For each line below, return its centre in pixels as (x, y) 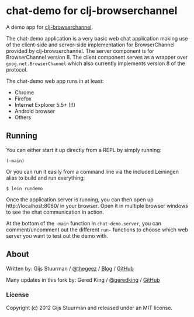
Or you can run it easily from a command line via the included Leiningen (93, 171)
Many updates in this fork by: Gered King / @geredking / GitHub (83, 279)
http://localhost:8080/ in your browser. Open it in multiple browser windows (97, 205)
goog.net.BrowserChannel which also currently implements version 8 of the (96, 63)
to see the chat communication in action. (55, 212)
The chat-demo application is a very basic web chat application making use (97, 38)
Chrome (24, 92)
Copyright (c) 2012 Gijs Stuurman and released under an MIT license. (89, 308)
